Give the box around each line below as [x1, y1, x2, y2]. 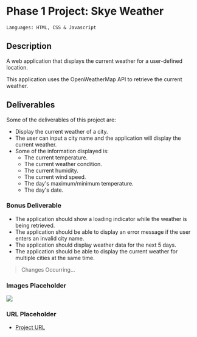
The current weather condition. [24, 160, 102, 167]
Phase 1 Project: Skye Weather [6, 4, 164, 18]
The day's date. [24, 186, 64, 194]
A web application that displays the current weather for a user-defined [6, 57, 183, 65]
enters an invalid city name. [15, 234, 85, 242]
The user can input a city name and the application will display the [15, 134, 181, 142]
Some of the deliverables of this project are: [6, 116, 117, 123]
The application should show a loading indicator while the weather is [15, 215, 187, 222]
